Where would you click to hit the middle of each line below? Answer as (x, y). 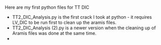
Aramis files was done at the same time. (54, 33)
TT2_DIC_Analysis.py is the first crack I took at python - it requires (82, 17)
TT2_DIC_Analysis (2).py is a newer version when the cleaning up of (84, 28)
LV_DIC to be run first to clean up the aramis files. (64, 22)
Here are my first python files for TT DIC (47, 7)
